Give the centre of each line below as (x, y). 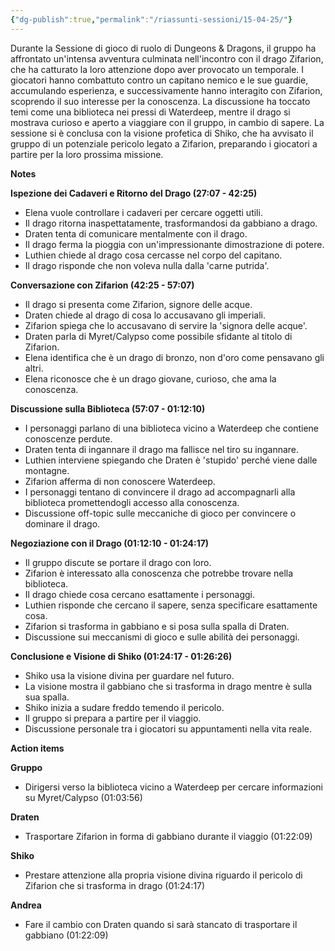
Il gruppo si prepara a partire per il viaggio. (113, 718)
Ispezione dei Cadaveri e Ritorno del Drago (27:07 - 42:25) (134, 193)
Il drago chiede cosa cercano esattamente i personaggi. (139, 594)
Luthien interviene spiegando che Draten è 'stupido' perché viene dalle (171, 460)
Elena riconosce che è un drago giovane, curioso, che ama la (150, 378)
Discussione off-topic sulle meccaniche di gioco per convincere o (160, 513)
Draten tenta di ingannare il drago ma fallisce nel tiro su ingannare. (162, 449)
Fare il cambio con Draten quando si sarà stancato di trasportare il (161, 924)
